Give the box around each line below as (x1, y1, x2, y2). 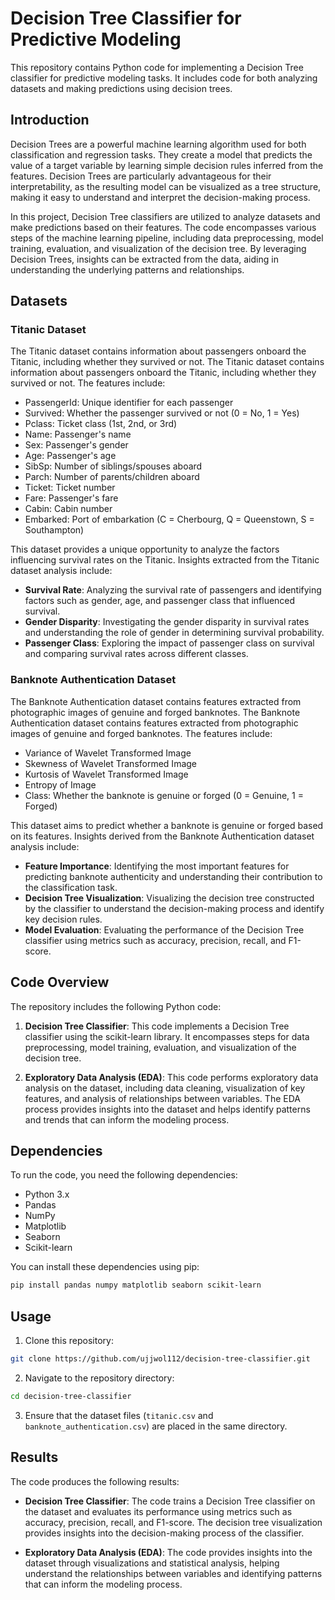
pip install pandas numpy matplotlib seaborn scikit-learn (10, 1280, 262, 1291)
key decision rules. (24, 913, 103, 925)
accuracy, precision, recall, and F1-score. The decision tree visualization (24, 1516, 323, 1528)
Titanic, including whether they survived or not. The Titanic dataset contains (10, 356, 325, 368)
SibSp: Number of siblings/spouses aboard (24, 460, 203, 472)
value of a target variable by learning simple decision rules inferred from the (10, 159, 324, 171)
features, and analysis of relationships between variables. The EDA (24, 1092, 301, 1104)
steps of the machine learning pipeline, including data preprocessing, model (10, 232, 324, 244)
